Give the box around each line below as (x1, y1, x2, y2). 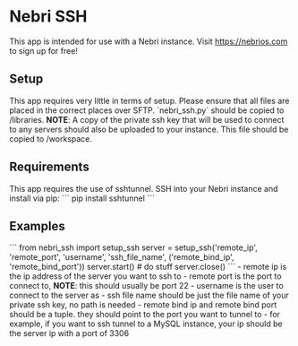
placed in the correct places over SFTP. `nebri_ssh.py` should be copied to (9, 105, 285, 116)
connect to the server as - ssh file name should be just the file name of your (9, 290, 289, 301)
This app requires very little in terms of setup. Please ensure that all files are (9, 95, 290, 106)
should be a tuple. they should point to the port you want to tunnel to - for (9, 309, 280, 320)
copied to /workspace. (9, 133, 92, 144)
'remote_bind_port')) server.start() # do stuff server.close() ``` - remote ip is (9, 262, 287, 272)
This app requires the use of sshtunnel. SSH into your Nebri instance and (9, 183, 279, 194)
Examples (9, 218, 65, 234)
